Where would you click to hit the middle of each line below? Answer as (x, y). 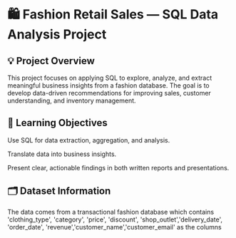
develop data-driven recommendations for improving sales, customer (109, 93)
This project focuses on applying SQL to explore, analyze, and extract (110, 78)
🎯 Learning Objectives (58, 123)
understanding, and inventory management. (72, 100)
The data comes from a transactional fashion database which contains (111, 212)
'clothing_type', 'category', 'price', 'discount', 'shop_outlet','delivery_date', (115, 219)
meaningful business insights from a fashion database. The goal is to (109, 86)
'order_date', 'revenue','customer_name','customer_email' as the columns (115, 227)
